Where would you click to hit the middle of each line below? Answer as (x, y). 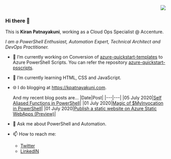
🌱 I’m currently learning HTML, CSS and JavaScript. (67, 78)
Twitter (28, 146)
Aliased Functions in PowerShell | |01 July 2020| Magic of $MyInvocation (88, 103)
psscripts (22, 68)
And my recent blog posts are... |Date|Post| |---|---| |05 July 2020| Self (87, 98)
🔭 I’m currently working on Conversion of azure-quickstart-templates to (88, 57)
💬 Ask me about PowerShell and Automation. (60, 124)
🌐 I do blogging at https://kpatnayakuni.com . (60, 88)
